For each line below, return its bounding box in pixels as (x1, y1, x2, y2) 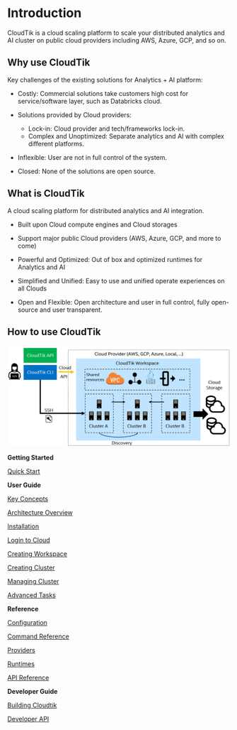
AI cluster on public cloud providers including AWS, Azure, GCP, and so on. (7, 36, 226, 44)
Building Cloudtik (7, 701, 57, 709)
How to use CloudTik (7, 325, 101, 338)
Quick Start (7, 467, 40, 476)
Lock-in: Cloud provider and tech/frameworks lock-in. (28, 124, 185, 133)
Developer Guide (7, 687, 58, 696)
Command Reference (7, 632, 69, 641)
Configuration (7, 619, 48, 627)
